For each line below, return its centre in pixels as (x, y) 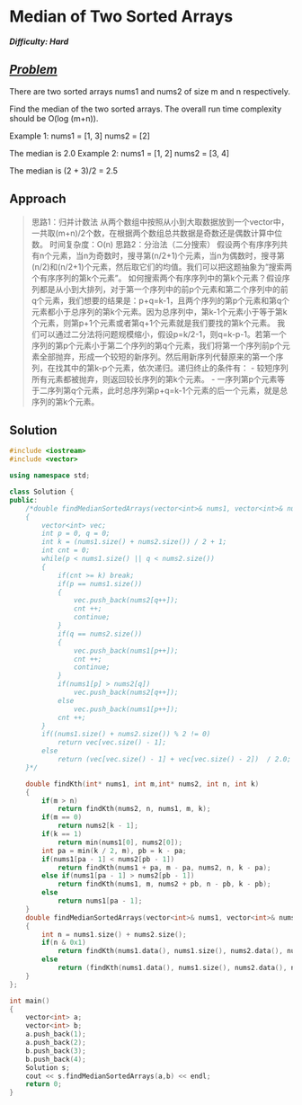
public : (24, 500)
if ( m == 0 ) (62, 817)
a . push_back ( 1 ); (56, 1034)
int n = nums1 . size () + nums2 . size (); (114, 934)
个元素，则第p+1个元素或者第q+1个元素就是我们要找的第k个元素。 (153, 323)
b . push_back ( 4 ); (56, 1059)
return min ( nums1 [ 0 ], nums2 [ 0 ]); (120, 842)
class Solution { (42, 492)
